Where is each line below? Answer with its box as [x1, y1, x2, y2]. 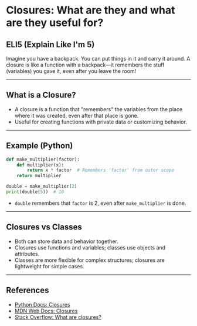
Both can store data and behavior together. [14, 238, 118, 245]
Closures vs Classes [6, 222, 82, 232]
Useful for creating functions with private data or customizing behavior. [14, 118, 188, 125]
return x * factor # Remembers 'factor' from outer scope [27, 167, 175, 174]
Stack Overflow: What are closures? [14, 313, 101, 321]
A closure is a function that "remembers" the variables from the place [14, 105, 183, 112]
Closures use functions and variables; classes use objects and [14, 244, 166, 251]
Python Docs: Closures [14, 301, 70, 308]
